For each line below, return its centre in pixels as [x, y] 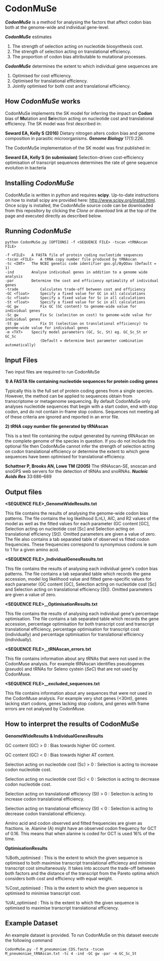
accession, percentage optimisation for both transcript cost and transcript [80, 624]
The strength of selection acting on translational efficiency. [71, 51]
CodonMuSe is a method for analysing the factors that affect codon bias [78, 22]
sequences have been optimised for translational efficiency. [65, 457]
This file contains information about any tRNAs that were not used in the [78, 658]
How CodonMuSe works [43, 102]
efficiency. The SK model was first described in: [53, 123]
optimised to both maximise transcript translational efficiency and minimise [81, 863]
